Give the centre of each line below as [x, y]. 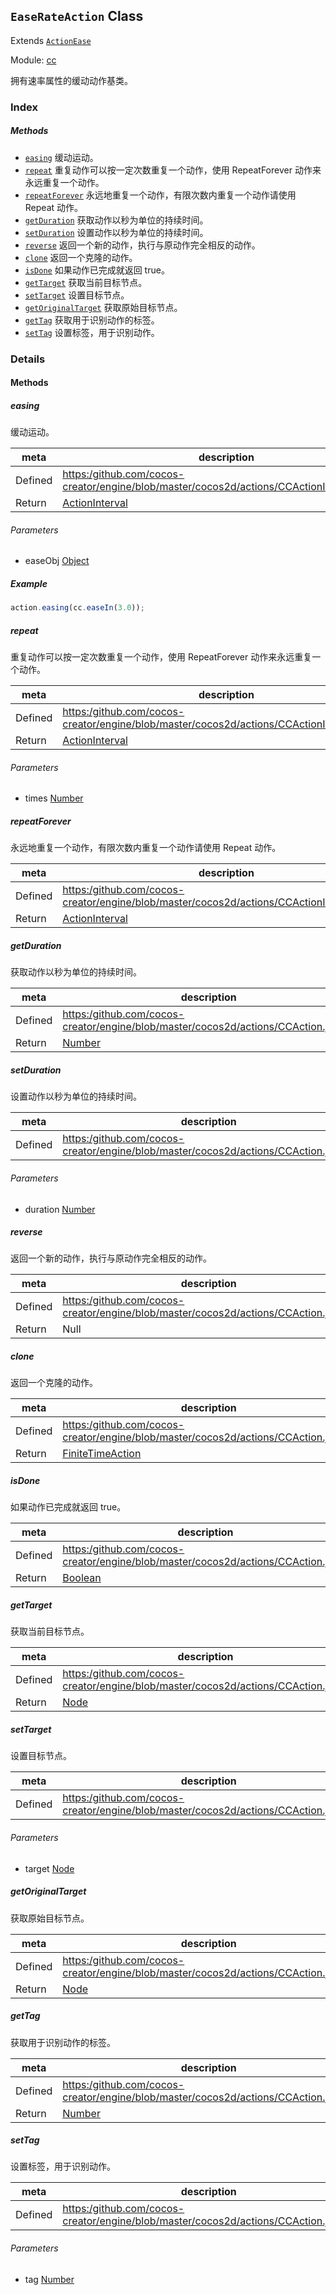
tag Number [49, 2279]
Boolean [82, 1578]
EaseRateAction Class [77, 16]
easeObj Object [57, 561]
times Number [54, 798]
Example [29, 583]
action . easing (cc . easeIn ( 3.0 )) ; [77, 608]
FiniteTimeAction [102, 1454]
